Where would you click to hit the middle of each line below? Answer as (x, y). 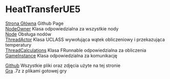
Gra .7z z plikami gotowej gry (36, 71)
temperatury (18, 45)
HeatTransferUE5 (43, 9)
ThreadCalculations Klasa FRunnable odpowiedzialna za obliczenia (76, 50)
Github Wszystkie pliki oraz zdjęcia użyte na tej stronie (63, 65)
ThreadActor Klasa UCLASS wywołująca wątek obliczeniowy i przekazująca (85, 39)
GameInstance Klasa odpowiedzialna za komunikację (61, 55)
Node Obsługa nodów (28, 34)
